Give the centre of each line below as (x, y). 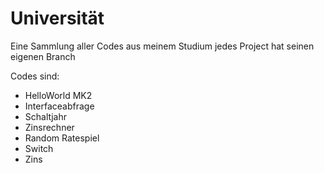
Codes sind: (35, 76)
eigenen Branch (43, 56)
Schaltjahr (46, 116)
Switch (39, 148)
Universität (57, 18)
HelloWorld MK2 (58, 95)
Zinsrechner (49, 127)
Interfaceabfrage (59, 106)
